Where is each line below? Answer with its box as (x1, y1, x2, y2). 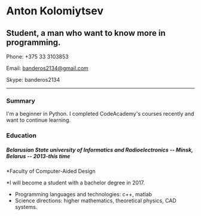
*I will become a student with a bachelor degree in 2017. (6, 179, 145, 186)
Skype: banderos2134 (6, 76, 60, 83)
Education (6, 131, 37, 140)
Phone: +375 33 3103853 (6, 53, 69, 60)
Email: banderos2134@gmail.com (6, 64, 89, 72)
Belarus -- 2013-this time (6, 152, 71, 159)
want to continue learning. (6, 116, 71, 124)
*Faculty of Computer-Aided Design (6, 168, 96, 175)
